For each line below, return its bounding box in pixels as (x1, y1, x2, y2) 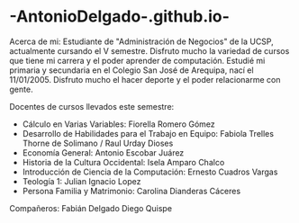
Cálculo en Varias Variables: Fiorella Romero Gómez (22, 119, 216, 129)
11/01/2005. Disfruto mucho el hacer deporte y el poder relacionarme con (9, 74, 281, 85)
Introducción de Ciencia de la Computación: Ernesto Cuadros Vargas (22, 166, 278, 177)
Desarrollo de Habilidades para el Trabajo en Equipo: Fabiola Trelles (22, 128, 275, 138)
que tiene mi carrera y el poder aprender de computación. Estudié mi (9, 55, 266, 66)
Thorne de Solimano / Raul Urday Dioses (22, 138, 174, 148)
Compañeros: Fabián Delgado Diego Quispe (9, 202, 173, 213)
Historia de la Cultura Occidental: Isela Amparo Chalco (22, 156, 225, 167)
